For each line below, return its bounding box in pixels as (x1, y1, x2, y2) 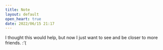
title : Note (5, 7, 30, 12)
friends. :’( (5, 40, 26, 46)
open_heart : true (5, 16, 41, 21)
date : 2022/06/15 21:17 (5, 21, 55, 26)
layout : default (5, 12, 39, 17)
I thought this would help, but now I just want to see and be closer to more (5, 35, 158, 41)
